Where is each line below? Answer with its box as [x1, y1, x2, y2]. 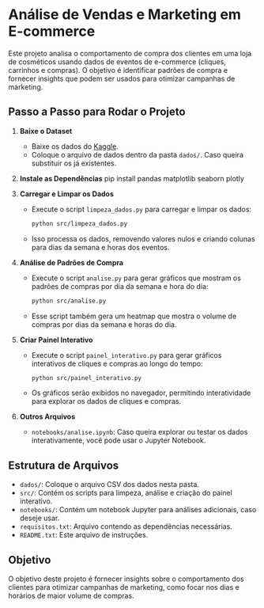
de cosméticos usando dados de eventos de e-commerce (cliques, [8, 57, 227, 66]
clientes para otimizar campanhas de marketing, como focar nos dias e [8, 583, 239, 591]
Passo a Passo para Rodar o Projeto [8, 105, 186, 119]
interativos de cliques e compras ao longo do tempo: [31, 359, 203, 368]
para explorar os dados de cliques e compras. [31, 397, 182, 406]
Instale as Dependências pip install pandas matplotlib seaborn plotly [19, 173, 245, 183]
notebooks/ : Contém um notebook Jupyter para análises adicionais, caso [19, 505, 257, 515]
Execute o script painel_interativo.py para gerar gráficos [31, 350, 222, 359]
